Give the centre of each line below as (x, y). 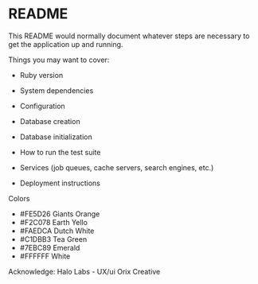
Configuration (42, 106)
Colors (19, 198)
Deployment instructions (60, 183)
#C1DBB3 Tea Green (53, 239)
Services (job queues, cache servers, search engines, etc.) (117, 167)
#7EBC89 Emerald (50, 247)
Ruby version (41, 75)
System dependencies (57, 90)
